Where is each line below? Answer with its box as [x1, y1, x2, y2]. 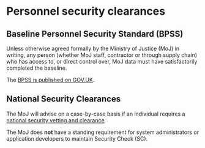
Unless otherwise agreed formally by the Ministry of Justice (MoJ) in [6, 45, 179, 52]
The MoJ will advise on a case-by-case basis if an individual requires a [6, 110, 185, 117]
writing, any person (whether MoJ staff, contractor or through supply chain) [6, 51, 198, 59]
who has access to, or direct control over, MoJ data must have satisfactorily [6, 58, 198, 65]
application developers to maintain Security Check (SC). [6, 135, 148, 142]
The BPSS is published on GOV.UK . [6, 76, 95, 83]
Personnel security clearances [6, 4, 166, 18]
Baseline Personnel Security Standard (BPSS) [6, 29, 184, 39]
